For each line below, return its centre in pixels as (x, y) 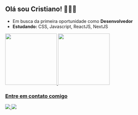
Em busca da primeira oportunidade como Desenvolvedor (73, 21)
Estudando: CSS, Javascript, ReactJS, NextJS (60, 26)
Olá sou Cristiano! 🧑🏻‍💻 (41, 9)
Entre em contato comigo (36, 96)
